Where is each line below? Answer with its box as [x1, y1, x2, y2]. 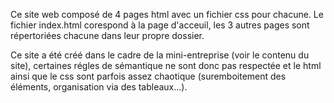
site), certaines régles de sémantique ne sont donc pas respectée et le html [10, 60, 322, 71]
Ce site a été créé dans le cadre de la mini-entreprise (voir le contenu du [10, 49, 310, 61]
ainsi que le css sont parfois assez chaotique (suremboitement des [10, 70, 287, 82]
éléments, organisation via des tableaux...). [10, 81, 188, 93]
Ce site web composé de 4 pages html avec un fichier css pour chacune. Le [10, 9, 324, 20]
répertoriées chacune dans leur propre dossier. [10, 30, 205, 41]
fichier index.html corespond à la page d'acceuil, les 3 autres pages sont [10, 19, 310, 31]
